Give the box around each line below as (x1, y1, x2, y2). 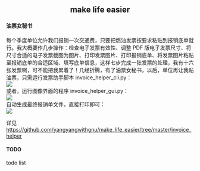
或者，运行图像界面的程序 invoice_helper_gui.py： (6, 87, 129, 94)
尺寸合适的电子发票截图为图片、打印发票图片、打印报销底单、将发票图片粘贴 (6, 51, 194, 58)
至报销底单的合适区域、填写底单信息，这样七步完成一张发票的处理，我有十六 (6, 59, 194, 66)
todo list (6, 159, 26, 166)
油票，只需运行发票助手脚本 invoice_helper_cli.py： (6, 74, 132, 81)
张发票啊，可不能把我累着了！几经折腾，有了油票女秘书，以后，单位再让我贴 (6, 66, 194, 73)
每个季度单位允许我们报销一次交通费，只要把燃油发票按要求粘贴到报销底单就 (6, 36, 194, 43)
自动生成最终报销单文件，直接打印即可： (6, 101, 105, 108)
